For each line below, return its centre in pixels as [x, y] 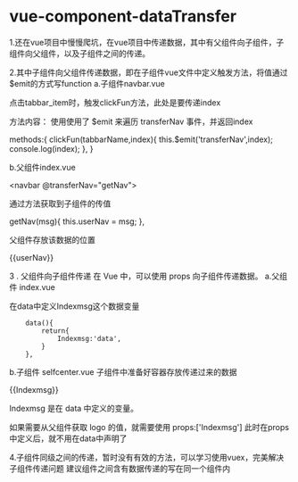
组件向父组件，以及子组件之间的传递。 [79, 53]
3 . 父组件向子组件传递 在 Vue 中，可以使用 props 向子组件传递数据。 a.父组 [149, 276]
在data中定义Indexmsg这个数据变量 [74, 306]
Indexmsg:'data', [89, 338]
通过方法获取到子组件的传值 [60, 204]
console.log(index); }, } [51, 148]
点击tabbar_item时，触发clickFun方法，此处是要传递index [115, 102]
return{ [55, 331]
